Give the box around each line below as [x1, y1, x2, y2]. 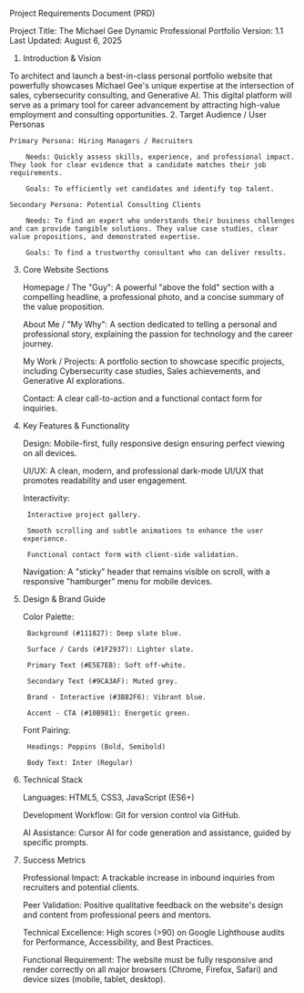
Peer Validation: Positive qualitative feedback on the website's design [22, 900, 284, 910]
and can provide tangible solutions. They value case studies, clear [9, 224, 279, 233]
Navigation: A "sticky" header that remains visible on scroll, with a [22, 566, 270, 577]
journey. [22, 338, 54, 349]
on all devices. [22, 448, 77, 459]
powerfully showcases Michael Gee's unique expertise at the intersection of [9, 80, 294, 90]
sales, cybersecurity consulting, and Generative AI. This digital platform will [9, 90, 293, 100]
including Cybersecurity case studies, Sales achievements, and [22, 366, 261, 377]
